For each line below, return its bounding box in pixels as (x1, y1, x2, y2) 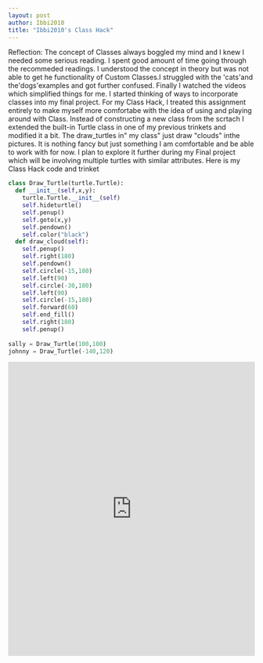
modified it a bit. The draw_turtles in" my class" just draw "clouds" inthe (8, 131, 240, 140)
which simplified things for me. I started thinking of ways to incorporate (8, 89, 239, 99)
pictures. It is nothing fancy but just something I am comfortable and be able (8, 139, 254, 149)
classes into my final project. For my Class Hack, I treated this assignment (8, 97, 247, 107)
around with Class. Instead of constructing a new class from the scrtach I (8, 115, 244, 124)
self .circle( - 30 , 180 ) (22, 282, 92, 290)
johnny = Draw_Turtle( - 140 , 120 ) (8, 347, 113, 355)
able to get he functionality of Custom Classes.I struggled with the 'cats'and (8, 72, 254, 82)
